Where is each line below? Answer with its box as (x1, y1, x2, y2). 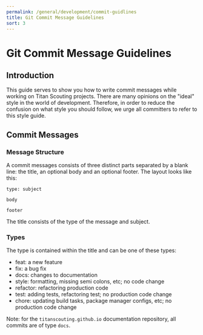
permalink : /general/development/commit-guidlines (6, 8, 137, 15)
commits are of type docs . (6, 322, 71, 329)
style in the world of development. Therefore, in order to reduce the (6, 99, 175, 107)
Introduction (6, 70, 55, 81)
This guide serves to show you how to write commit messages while (6, 86, 177, 94)
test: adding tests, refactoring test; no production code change (15, 291, 172, 298)
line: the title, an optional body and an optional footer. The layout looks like (6, 168, 192, 176)
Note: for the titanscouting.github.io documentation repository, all (6, 316, 176, 323)
